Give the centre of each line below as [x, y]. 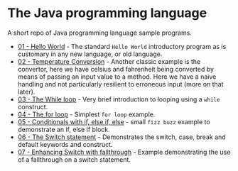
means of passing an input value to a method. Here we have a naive [117, 77]
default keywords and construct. [65, 144]
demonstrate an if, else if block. [64, 129]
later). [26, 92]
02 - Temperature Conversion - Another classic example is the [109, 61]
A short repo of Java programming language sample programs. [99, 33]
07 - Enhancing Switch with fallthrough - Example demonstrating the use [124, 152]
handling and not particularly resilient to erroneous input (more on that [120, 84]
